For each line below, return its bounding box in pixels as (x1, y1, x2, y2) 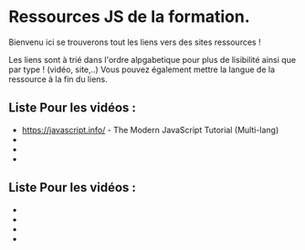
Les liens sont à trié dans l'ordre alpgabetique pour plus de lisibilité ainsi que (8, 54, 297, 65)
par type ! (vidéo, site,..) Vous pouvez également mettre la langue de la (8, 64, 276, 75)
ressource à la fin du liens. (8, 73, 108, 84)
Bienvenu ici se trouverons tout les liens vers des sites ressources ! (8, 36, 261, 47)
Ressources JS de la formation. (8, 6, 250, 27)
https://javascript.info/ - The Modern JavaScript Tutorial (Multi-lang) (21, 124, 279, 135)
